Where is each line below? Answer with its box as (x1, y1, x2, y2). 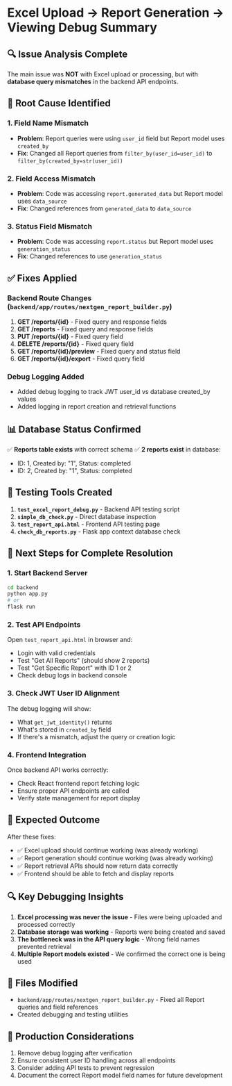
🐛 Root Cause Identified (7, 97, 111, 109)
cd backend (7, 584, 39, 591)
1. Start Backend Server (7, 568, 88, 578)
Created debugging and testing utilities (17, 1010, 129, 1019)
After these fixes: (7, 832, 57, 841)
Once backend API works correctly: (7, 766, 109, 774)
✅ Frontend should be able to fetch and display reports (17, 869, 175, 878)
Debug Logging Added (7, 372, 84, 381)
